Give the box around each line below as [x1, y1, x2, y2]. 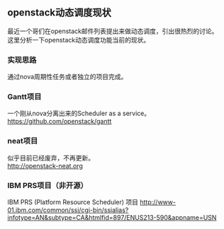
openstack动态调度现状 [7, 6, 111, 19]
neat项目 [7, 136, 38, 146]
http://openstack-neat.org [7, 161, 83, 170]
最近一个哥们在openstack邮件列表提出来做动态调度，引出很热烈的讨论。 [7, 27, 218, 35]
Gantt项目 [7, 92, 42, 102]
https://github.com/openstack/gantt [7, 117, 112, 126]
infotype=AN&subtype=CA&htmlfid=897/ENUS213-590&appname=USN [7, 213, 217, 221]
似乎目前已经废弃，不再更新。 [7, 153, 94, 162]
